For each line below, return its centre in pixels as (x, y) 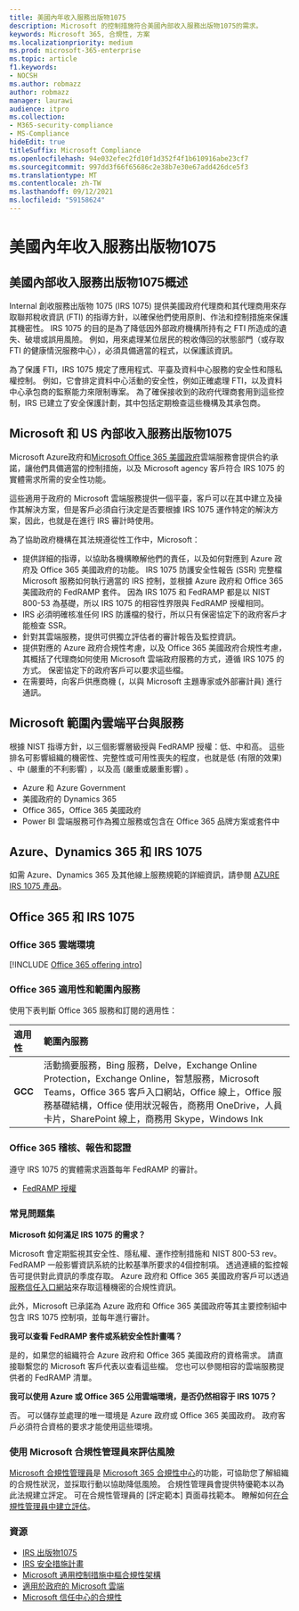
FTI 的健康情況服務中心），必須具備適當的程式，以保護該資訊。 (123, 350)
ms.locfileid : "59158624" (57, 200)
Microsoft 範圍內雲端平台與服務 (97, 723)
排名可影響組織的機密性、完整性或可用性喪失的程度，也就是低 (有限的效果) (146, 757)
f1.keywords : (33, 68)
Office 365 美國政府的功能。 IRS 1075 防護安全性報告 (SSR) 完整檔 (161, 569)
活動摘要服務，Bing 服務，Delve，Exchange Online (150, 1066)
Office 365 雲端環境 (52, 944)
